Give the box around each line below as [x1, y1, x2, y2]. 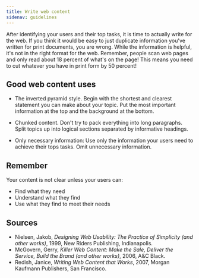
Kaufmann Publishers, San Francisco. [14, 265, 107, 272]
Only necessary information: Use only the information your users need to [14, 137, 194, 144]
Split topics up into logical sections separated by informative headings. [14, 125, 188, 132]
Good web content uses [6, 79, 96, 89]
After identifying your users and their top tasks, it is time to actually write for [6, 30, 192, 37]
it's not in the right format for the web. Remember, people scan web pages [6, 49, 189, 56]
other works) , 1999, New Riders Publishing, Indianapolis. [14, 239, 153, 247]
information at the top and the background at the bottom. [14, 108, 154, 115]
